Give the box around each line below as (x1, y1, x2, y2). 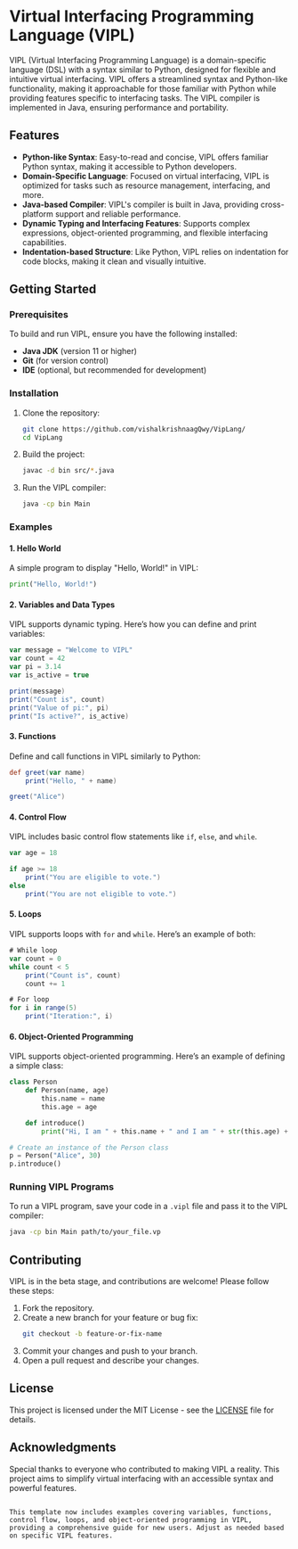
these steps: (9, 1286, 55, 1297)
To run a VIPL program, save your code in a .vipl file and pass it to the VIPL (9, 1201, 288, 1212)
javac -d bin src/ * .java (21, 466, 115, 475)
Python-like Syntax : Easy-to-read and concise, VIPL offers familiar (21, 152, 269, 162)
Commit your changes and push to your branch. (21, 1345, 198, 1356)
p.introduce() (9, 1159, 62, 1169)
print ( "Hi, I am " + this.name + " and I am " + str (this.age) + (41, 1126, 289, 1136)
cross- (260, 199, 285, 210)
